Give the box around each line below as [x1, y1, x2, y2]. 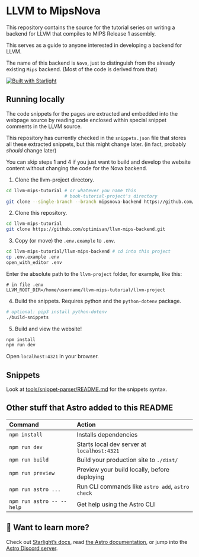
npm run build [9, 456, 49, 463]
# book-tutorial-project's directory [64, 193, 158, 199]
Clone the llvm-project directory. [14, 176, 95, 183]
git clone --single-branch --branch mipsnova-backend [6, 199, 142, 205]
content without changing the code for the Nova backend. [6, 164, 147, 171]
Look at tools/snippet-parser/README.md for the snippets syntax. [6, 386, 168, 393]
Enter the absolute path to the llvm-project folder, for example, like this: [6, 270, 182, 277]
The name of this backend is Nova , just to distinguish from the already [6, 59, 175, 66]
